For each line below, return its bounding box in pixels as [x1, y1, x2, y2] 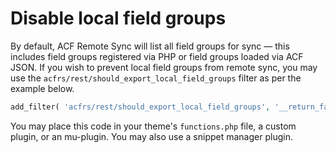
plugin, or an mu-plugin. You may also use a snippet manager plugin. [10, 130, 293, 142]
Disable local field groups [10, 7, 227, 30]
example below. [10, 82, 75, 94]
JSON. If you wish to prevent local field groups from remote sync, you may [10, 61, 318, 73]
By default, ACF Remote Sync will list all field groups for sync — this [10, 40, 290, 52]
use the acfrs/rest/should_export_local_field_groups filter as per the [10, 72, 302, 84]
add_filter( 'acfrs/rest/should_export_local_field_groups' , [10, 102, 271, 112]
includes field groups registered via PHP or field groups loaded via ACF [10, 50, 304, 62]
